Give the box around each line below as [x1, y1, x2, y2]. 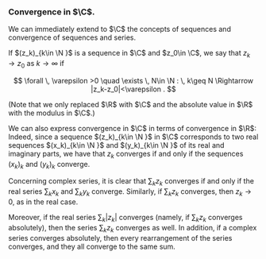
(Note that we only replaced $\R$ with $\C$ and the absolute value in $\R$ [8, 99, 253, 109]
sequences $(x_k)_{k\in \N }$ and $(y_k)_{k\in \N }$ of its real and [8, 140, 225, 149]
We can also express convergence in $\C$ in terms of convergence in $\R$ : [8, 123, 256, 133]
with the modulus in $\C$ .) [8, 108, 95, 118]
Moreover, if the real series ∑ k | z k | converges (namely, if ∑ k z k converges [8, 213, 243, 224]
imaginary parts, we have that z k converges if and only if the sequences [8, 149, 244, 160]
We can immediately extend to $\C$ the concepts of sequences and [8, 25, 232, 34]
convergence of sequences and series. [8, 33, 137, 42]
